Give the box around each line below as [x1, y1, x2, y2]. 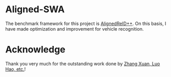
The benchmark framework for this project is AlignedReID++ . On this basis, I [5, 20, 166, 27]
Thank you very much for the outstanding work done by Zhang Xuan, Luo [5, 60, 160, 67]
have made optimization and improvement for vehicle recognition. [5, 25, 144, 32]
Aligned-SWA [5, 4, 65, 15]
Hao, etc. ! [5, 66, 26, 72]
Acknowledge [5, 44, 66, 56]
